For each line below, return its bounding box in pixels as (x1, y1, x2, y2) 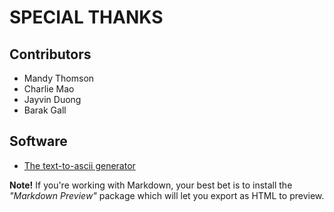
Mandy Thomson (23, 72, 95, 84)
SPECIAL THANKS (9, 6, 164, 29)
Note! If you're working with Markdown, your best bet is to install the (9, 179, 293, 191)
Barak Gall (23, 104, 67, 116)
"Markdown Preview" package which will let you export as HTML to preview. (9, 189, 325, 201)
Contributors (9, 46, 92, 63)
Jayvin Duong (23, 94, 82, 105)
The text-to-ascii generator (23, 159, 136, 171)
